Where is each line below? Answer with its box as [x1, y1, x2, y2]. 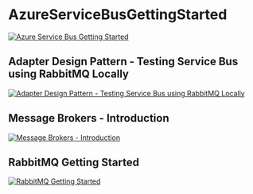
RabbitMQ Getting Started [8, 155, 140, 169]
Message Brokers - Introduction [8, 111, 169, 125]
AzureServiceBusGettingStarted [8, 6, 228, 24]
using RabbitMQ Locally [8, 68, 130, 81]
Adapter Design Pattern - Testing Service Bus [8, 55, 239, 68]
